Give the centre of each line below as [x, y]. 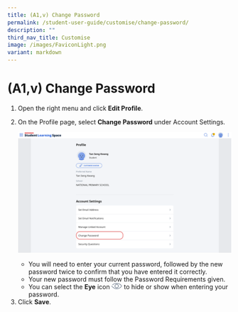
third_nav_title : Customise [49, 38]
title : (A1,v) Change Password [54, 15]
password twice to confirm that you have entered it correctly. [118, 271]
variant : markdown [34, 53]
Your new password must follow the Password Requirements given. [127, 279]
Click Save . [34, 302]
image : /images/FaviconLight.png [57, 45]
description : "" [31, 30]
